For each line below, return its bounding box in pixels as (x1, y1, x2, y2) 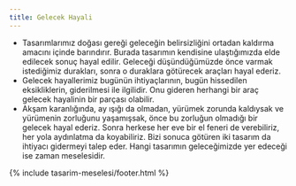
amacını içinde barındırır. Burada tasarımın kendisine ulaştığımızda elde (21, 46, 281, 58)
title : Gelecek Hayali (9, 12, 93, 22)
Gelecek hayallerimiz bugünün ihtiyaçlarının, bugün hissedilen (21, 74, 247, 85)
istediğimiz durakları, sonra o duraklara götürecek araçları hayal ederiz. (21, 66, 281, 76)
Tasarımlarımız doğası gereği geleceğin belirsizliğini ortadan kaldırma (21, 37, 275, 48)
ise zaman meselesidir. (21, 150, 106, 160)
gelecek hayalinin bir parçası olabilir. (21, 94, 155, 105)
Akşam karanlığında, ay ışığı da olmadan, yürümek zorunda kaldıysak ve (21, 103, 285, 113)
